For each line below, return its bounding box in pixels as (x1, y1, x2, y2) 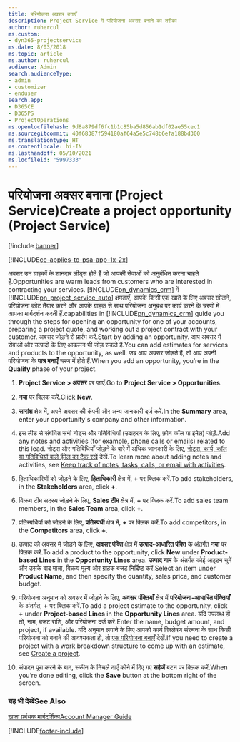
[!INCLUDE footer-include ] (8, 727, 84, 736)
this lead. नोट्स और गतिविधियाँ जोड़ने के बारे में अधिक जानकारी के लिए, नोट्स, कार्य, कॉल (18, 444, 227, 453)
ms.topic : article (8, 51, 63, 58)
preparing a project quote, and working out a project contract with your (8, 325, 218, 333)
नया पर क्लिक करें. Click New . (18, 392, 93, 401)
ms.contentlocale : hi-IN (8, 143, 82, 151)
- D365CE (8, 103, 34, 111)
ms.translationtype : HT (8, 136, 79, 143)
